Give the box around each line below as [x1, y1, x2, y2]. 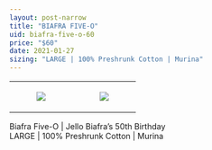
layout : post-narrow [9, 13, 88, 22]
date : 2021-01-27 [9, 47, 75, 56]
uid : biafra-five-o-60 [9, 30, 95, 39]
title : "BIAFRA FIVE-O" [9, 22, 99, 31]
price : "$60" [9, 38, 59, 48]
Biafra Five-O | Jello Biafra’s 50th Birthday [9, 121, 166, 131]
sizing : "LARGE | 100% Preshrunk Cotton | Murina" [9, 55, 204, 64]
